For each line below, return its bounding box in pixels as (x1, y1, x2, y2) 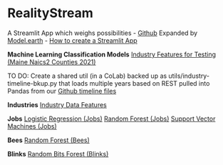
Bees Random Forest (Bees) (7, 136, 90, 144)
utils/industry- (168, 71, 210, 80)
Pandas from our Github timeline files (7, 86, 117, 95)
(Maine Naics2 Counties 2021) (7, 57, 96, 66)
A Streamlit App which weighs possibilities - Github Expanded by (7, 29, 198, 37)
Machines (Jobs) (7, 121, 57, 130)
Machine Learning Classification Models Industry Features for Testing (7, 50, 216, 59)
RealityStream (7, 5, 94, 21)
